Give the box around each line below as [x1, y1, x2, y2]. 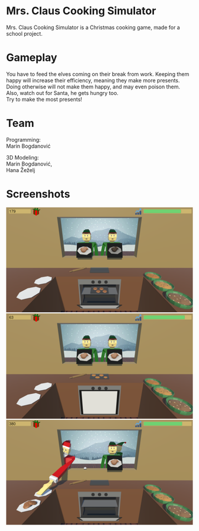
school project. [6, 30, 43, 37]
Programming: [6, 136, 41, 143]
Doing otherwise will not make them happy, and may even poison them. [6, 83, 181, 90]
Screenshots [6, 187, 70, 201]
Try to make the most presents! [6, 96, 82, 103]
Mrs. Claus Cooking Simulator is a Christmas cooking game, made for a [6, 24, 181, 31]
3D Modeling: [6, 154, 40, 161]
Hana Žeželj [6, 166, 36, 173]
